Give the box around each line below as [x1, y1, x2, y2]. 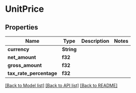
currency [7, 46, 29, 53]
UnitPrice [5, 3, 44, 15]
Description [81, 38, 109, 44]
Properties [5, 23, 38, 31]
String [62, 46, 77, 53]
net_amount [7, 54, 36, 61]
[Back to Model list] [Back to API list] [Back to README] [5, 83, 118, 88]
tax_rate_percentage [7, 70, 57, 77]
